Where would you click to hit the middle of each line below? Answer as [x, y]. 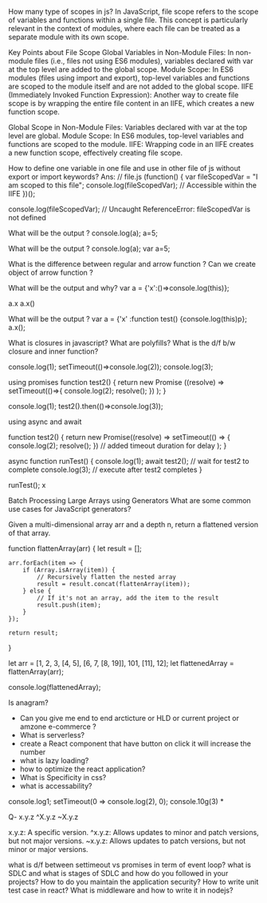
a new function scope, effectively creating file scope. [96, 152]
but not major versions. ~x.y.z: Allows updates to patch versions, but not [127, 841]
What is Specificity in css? [63, 777]
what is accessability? [56, 786]
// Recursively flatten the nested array [107, 577]
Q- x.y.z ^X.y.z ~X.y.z [43, 817]
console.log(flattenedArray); [55, 687]
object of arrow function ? [51, 272]
